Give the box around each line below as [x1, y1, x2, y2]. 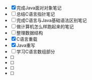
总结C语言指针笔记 [16, 11, 55, 17]
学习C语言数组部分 [16, 48, 55, 54]
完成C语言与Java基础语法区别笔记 [16, 17, 87, 23]
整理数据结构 [16, 30, 43, 35]
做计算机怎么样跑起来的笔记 [16, 23, 74, 29]
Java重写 [16, 42, 36, 48]
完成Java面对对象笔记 [16, 5, 62, 10]
